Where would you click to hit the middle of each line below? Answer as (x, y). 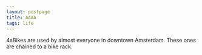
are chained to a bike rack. (39, 47)
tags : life (20, 23)
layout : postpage (28, 12)
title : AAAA (21, 18)
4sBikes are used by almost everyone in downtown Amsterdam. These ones (101, 40)
